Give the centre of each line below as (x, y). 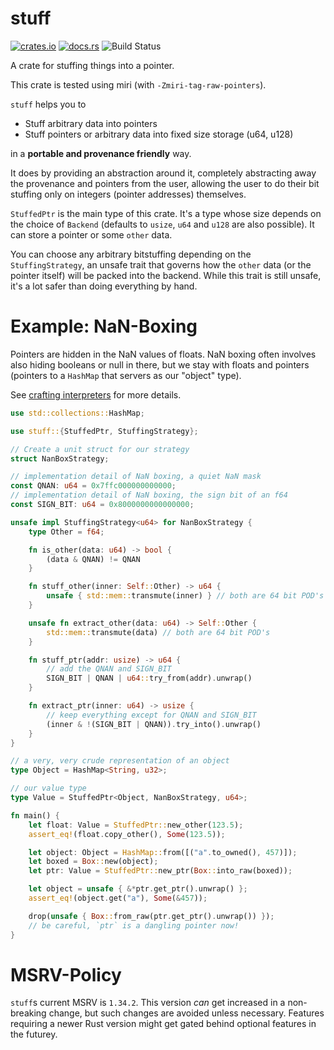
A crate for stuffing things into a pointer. (92, 65)
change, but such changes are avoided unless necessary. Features (186, 1013)
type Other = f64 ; (66, 532)
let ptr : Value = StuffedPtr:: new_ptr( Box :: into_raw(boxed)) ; (160, 871)
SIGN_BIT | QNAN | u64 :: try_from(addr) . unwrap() (149, 678)
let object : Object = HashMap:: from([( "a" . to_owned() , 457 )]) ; (163, 852)
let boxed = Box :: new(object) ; (93, 862)
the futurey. (34, 1034)
